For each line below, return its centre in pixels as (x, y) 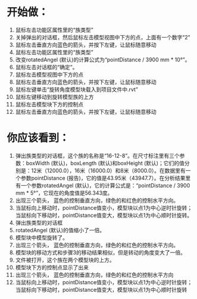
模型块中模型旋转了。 (41, 237)
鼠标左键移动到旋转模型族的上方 (54, 96)
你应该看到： (38, 138)
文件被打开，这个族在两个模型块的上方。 (65, 260)
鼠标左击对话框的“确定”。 (46, 67)
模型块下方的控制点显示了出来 (52, 267)
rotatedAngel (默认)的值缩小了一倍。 (60, 230)
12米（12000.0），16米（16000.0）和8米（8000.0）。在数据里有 (109, 170)
